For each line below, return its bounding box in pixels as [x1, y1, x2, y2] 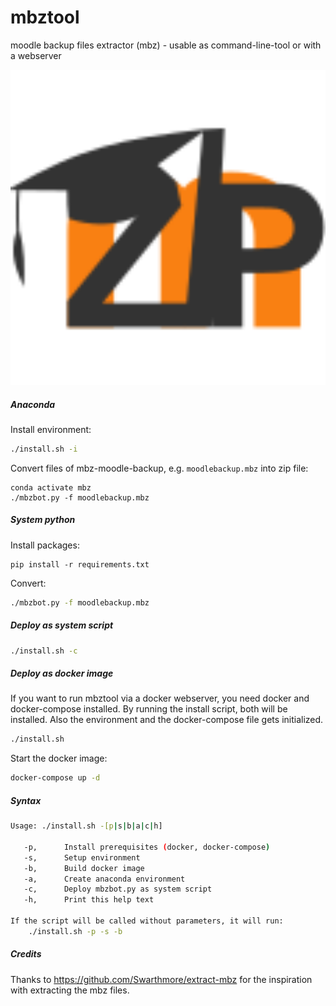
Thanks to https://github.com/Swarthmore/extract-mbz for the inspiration [10, 973, 313, 985]
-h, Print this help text [23, 895, 155, 905]
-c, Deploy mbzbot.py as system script [23, 884, 213, 895]
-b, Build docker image [23, 863, 145, 873]
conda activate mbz [10, 482, 92, 493]
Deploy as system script [10, 619, 114, 631]
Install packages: [10, 539, 80, 551]
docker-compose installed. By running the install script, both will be [10, 703, 288, 715]
